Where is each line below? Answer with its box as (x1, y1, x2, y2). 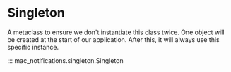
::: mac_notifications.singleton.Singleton (7, 56, 124, 64)
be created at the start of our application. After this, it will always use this (7, 35, 220, 43)
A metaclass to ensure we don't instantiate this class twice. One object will (7, 28, 225, 36)
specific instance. (7, 43, 59, 51)
